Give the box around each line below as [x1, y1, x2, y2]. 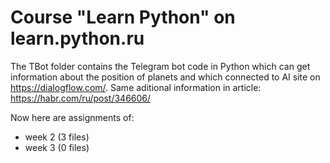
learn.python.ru [10, 27, 145, 50]
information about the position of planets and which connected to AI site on [10, 71, 321, 83]
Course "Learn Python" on [10, 6, 236, 29]
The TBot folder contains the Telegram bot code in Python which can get [10, 60, 311, 72]
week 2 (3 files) [24, 131, 90, 143]
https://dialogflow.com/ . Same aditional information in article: [10, 81, 262, 93]
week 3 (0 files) [24, 141, 90, 153]
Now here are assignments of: [10, 111, 135, 123]
